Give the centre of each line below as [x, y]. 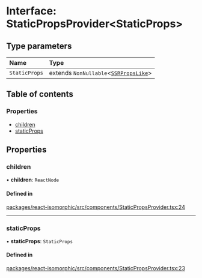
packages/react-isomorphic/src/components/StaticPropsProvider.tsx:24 [96, 207]
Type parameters [39, 46]
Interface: [32, 11]
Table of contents [40, 94]
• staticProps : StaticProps [40, 241]
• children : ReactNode [33, 180]
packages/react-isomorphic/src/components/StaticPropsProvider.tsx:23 [96, 268]
